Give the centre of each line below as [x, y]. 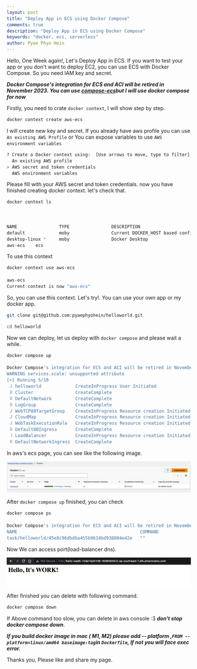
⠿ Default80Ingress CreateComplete [61, 430]
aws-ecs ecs [25, 245]
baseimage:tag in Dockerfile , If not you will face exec [125, 642]
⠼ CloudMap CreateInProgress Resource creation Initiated [100, 417]
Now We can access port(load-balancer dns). [61, 549]
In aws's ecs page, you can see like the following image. [75, 453]
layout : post [23, 12]
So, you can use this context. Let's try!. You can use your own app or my [94, 297]
